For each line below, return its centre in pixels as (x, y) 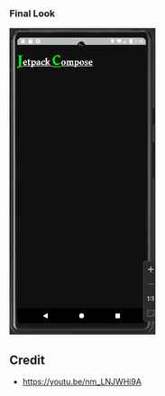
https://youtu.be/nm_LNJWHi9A (82, 382)
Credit (27, 360)
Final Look (32, 13)
